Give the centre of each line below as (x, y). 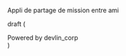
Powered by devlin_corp (43, 38)
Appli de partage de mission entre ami (63, 10)
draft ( (17, 24)
